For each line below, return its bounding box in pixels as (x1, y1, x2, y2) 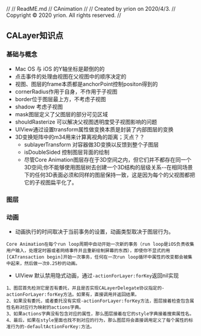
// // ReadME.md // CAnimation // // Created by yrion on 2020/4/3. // (6, 5, 176, 12)
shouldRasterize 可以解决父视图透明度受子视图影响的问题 (14, 118, 158, 125)
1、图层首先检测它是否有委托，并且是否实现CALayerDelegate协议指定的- (6, 285, 165, 291)
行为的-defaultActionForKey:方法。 (10, 323, 95, 329)
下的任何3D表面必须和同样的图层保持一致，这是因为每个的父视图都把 (24, 171, 196, 178)
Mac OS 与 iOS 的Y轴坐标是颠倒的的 (14, 65, 105, 72)
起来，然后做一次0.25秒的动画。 (10, 260, 80, 266)
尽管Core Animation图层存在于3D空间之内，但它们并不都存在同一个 (24, 156, 192, 163)
